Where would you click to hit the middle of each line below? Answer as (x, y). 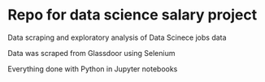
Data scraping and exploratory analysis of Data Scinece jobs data (117, 37)
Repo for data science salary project (132, 15)
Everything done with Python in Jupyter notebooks (93, 69)
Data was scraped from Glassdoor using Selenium (91, 53)
